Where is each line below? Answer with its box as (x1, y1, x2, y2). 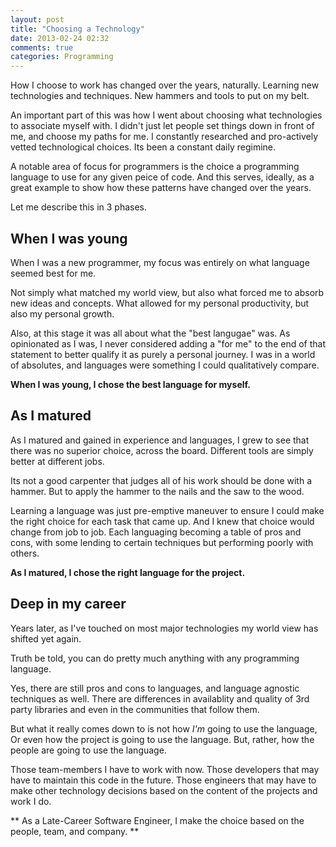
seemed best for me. (10, 267, 97, 279)
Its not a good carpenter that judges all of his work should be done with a (10, 474, 313, 486)
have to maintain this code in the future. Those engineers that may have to (10, 774, 317, 786)
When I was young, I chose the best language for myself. (10, 378, 251, 390)
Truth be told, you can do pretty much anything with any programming (10, 652, 300, 664)
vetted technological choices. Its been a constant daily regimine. (10, 141, 277, 153)
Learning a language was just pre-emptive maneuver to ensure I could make (10, 504, 325, 516)
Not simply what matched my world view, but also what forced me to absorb (10, 286, 325, 298)
